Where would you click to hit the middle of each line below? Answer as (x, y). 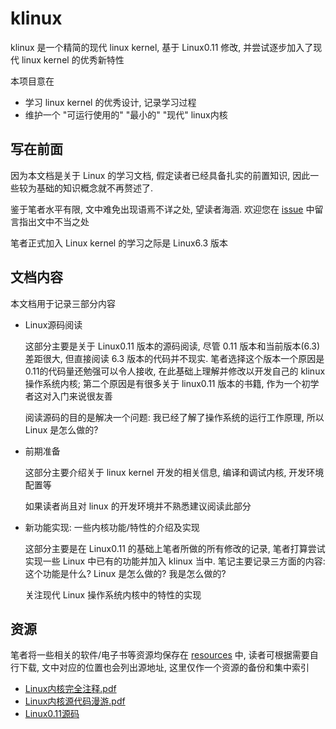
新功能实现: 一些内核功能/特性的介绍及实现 (112, 527)
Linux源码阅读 (53, 324)
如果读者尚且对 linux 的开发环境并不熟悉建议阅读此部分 (138, 506)
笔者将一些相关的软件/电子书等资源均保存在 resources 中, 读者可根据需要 (160, 655)
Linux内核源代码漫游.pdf (75, 701)
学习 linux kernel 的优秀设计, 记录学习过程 (110, 102)
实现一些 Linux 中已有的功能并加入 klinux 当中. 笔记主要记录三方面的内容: (175, 561)
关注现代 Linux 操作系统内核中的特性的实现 (113, 594)
